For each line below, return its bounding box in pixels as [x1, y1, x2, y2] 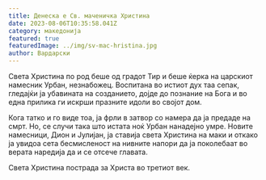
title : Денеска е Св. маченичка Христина [8, 11, 150, 20]
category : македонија [8, 27, 82, 35]
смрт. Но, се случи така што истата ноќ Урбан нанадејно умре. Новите [8, 122, 253, 131]
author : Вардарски [8, 49, 70, 57]
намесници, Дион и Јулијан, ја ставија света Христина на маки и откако [8, 130, 259, 140]
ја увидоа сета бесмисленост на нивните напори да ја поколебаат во [8, 139, 248, 148]
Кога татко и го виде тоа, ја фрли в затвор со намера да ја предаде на [8, 113, 251, 122]
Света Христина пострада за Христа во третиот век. [8, 163, 191, 172]
